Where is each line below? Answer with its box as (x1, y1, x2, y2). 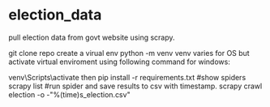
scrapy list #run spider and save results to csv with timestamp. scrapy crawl (8, 81, 263, 91)
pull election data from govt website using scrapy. (8, 32, 176, 42)
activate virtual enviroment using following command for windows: (8, 57, 231, 66)
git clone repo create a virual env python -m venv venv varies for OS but (8, 48, 250, 58)
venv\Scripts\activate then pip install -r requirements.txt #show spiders (8, 72, 246, 82)
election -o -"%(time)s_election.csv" (8, 89, 131, 99)
